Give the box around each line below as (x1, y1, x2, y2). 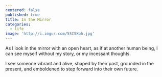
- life (10, 27, 24, 32)
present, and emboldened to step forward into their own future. (5, 66, 138, 72)
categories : (5, 21, 31, 27)
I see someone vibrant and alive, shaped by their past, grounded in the (5, 61, 154, 66)
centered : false (5, 7, 40, 13)
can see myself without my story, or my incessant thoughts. (5, 50, 131, 57)
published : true (5, 12, 40, 17)
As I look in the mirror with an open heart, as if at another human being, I (5, 45, 158, 51)
